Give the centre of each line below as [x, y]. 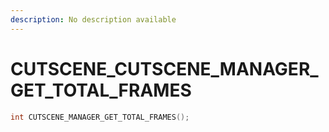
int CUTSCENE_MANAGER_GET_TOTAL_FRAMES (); [100, 117]
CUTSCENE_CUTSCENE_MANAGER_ [164, 68]
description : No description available [93, 19]
